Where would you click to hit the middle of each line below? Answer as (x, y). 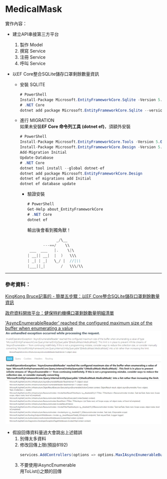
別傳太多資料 (33, 438)
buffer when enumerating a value (39, 328)
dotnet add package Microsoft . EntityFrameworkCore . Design (81, 173)
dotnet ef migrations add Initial (55, 179)
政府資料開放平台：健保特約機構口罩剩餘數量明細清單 (60, 313)
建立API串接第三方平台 (36, 34)
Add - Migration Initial (43, 153)
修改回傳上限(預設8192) (44, 445)
